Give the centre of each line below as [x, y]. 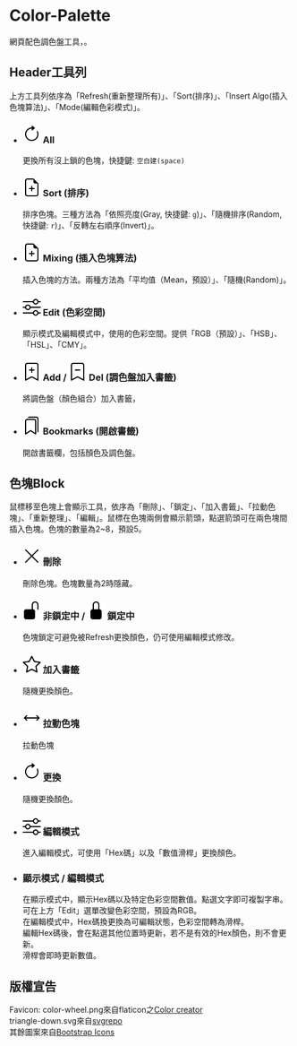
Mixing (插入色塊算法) [90, 258]
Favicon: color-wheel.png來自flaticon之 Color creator [106, 1010]
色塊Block [37, 484]
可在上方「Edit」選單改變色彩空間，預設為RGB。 [112, 911]
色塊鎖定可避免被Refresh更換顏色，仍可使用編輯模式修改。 [131, 636]
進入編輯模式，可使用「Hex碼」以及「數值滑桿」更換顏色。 [132, 853]
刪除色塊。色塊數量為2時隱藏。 [80, 583]
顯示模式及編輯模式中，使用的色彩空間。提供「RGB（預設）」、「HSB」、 [152, 333]
